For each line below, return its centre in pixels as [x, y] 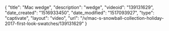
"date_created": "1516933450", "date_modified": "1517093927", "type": [80, 13]
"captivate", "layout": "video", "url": [42, 18]
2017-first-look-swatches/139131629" [44, 23]
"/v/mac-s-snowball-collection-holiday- [122, 18]
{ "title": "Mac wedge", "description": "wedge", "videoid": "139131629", [79, 7]
